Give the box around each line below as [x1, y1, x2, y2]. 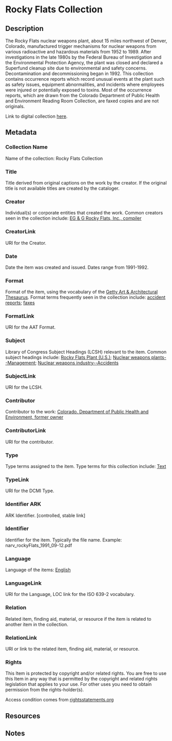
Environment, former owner [5, 414, 64, 420]
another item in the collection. [5, 621, 68, 627]
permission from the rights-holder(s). [5, 686, 84, 693]
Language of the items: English [5, 567, 71, 573]
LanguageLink [5, 580, 42, 587]
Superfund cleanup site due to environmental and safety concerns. [5, 65, 147, 71]
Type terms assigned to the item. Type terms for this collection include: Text [5, 463, 166, 469]
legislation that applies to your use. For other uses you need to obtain [5, 681, 152, 688]
